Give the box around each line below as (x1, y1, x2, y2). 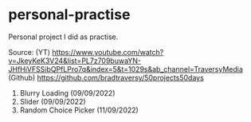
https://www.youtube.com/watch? (51, 47, 164, 57)
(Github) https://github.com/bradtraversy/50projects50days (8, 73, 205, 82)
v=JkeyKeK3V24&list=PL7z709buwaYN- (8, 56, 142, 65)
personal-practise (8, 6, 131, 24)
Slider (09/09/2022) (19, 96, 86, 106)
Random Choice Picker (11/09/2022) (19, 105, 139, 115)
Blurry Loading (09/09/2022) (19, 88, 116, 97)
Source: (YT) (8, 47, 50, 57)
